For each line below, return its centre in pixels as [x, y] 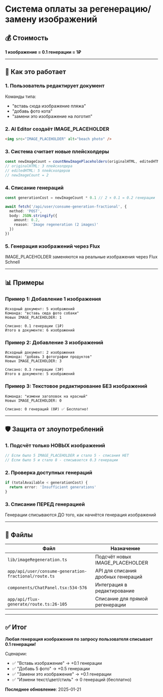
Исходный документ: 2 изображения [40, 353]
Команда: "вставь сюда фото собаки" [42, 313]
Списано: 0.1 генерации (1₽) [34, 326]
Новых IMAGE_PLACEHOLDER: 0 [33, 401]
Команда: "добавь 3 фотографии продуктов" [49, 357]
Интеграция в [111, 585]
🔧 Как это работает [36, 72]
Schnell [13, 262]
